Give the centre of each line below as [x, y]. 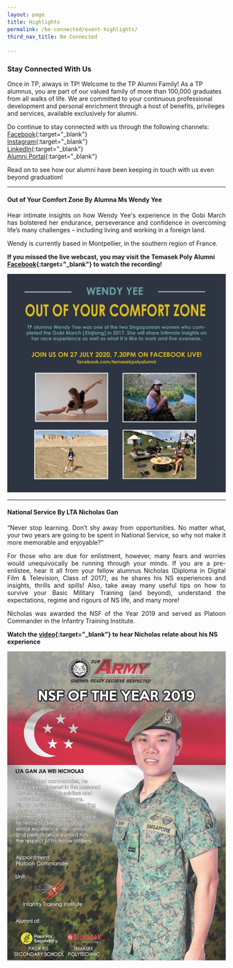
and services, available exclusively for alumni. [72, 114]
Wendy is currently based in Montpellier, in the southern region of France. [113, 243]
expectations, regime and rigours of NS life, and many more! [93, 600]
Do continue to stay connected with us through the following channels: [108, 127]
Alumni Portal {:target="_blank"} [52, 157]
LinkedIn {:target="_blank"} [45, 149]
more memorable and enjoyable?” [55, 542]
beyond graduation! [35, 178]
